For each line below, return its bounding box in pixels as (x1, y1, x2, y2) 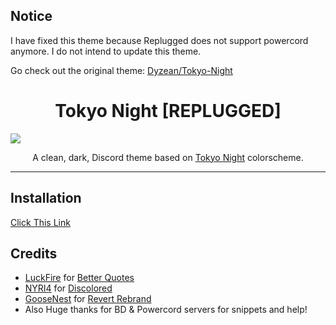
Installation (10, 190, 82, 207)
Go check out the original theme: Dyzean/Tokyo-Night (10, 64, 233, 76)
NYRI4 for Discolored (24, 282, 113, 294)
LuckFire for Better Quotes (24, 272, 135, 284)
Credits (10, 245, 58, 262)
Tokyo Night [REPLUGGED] (54, 100, 282, 122)
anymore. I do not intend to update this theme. (10, 45, 202, 57)
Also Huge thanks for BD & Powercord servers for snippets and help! (24, 304, 308, 316)
